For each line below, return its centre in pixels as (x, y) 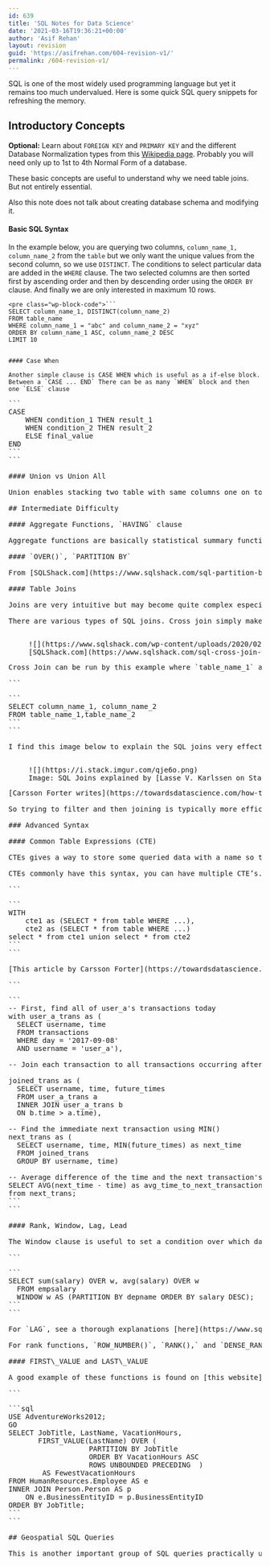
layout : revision (37, 46)
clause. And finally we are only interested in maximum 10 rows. (112, 290)
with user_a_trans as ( (55, 1016)
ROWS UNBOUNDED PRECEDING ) (146, 1465)
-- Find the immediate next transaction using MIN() (115, 1129)
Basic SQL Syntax (39, 229)
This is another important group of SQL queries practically (131, 1553)
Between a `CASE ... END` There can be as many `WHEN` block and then (129, 382)
